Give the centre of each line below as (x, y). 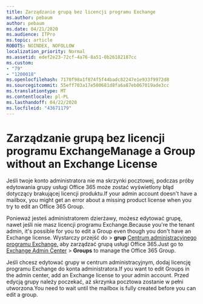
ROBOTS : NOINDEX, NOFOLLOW (40, 46)
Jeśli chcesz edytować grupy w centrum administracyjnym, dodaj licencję (98, 263)
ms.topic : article (29, 40)
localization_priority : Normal (46, 52)
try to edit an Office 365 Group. (45, 207)
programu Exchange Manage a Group (101, 151)
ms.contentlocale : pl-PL (38, 97)
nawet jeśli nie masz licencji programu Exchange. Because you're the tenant (101, 225)
